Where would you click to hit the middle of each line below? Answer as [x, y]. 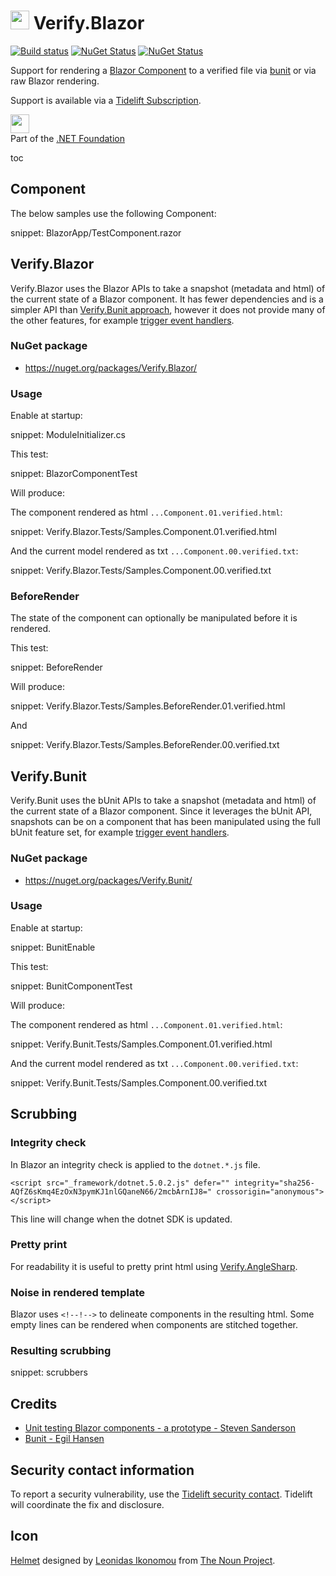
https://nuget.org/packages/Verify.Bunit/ [108, 880]
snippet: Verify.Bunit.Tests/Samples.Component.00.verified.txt [139, 1082]
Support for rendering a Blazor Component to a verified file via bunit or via [163, 70]
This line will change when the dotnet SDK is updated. [121, 1219]
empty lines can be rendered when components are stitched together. [154, 1325]
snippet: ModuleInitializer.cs [68, 435]
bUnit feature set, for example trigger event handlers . [120, 832]
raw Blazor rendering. [55, 81]
